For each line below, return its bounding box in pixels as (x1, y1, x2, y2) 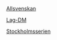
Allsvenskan (6, 5, 37, 12)
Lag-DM (6, 16, 27, 23)
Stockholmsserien (6, 28, 51, 35)
